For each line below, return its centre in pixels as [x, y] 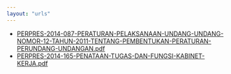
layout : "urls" [29, 14]
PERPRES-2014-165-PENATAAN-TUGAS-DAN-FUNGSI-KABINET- [111, 56]
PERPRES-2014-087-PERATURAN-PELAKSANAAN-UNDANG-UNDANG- [120, 34]
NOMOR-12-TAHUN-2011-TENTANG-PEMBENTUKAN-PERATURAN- [114, 41]
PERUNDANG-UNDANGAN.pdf [61, 48]
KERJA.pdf [32, 63]
